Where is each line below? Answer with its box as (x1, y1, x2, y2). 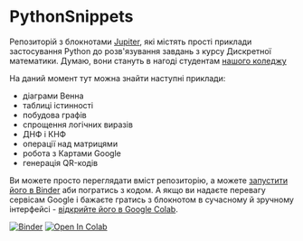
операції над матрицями (22, 138, 118, 149)
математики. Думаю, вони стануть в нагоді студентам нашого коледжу (9, 55, 287, 66)
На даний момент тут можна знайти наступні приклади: (9, 72, 226, 83)
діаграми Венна (22, 90, 84, 101)
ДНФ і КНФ (22, 128, 66, 139)
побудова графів (22, 109, 88, 120)
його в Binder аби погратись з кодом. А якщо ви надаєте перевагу (9, 184, 267, 195)
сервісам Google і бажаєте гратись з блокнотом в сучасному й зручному (9, 194, 294, 205)
